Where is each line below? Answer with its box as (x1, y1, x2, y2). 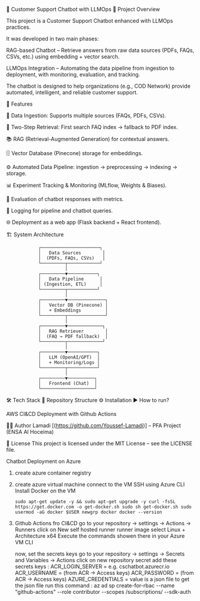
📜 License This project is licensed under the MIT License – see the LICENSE (6, 440, 193, 447)
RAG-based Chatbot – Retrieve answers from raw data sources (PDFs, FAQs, (6, 47, 195, 54)
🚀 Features (6, 100, 33, 107)
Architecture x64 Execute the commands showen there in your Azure (14, 532, 185, 540)
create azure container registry (14, 469, 91, 476)
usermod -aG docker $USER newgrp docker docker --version (14, 509, 162, 515)
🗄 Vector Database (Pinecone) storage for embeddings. (6, 150, 143, 156)
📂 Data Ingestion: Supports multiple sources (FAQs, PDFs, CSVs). (6, 112, 166, 119)
